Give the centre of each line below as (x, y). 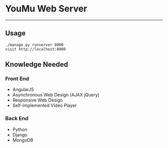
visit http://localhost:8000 (35, 49)
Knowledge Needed (37, 65)
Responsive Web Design (37, 100)
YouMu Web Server (46, 9)
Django (20, 134)
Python (20, 129)
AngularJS (23, 89)
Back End (17, 118)
